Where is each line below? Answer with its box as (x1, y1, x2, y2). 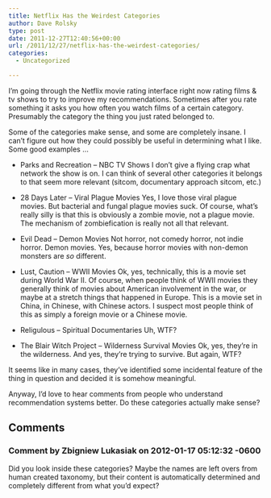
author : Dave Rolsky (8, 19, 78, 27)
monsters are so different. (19, 251, 106, 260)
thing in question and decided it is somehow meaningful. (8, 373, 197, 383)
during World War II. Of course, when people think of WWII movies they (19, 275, 258, 284)
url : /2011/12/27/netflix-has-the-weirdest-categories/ (8, 42, 200, 50)
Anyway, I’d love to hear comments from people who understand (8, 388, 223, 399)
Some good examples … (8, 144, 89, 154)
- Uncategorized (15, 57, 70, 65)
